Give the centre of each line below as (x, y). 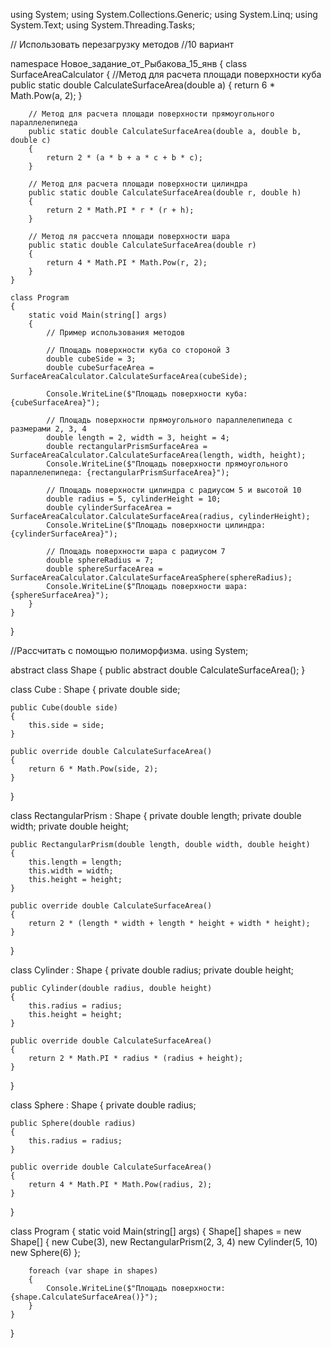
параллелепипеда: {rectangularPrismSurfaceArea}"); (120, 473)
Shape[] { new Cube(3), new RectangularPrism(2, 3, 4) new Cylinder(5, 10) (164, 1242)
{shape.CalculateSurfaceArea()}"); (84, 1297)
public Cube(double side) (64, 708)
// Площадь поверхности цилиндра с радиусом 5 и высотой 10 (174, 490)
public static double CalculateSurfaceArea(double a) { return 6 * (143, 85)
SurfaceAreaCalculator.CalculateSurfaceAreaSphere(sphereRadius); (151, 578)
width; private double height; (70, 826)
